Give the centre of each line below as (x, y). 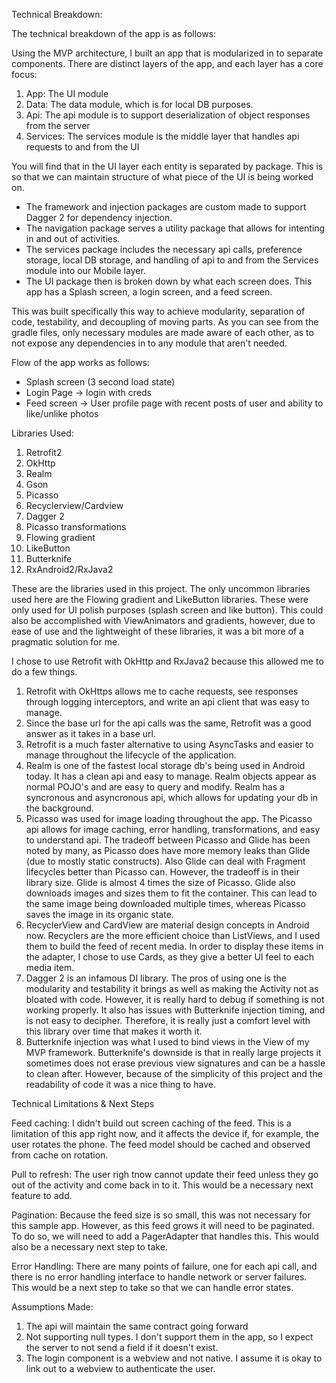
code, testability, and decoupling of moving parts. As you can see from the (165, 322)
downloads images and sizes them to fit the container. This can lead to (171, 893)
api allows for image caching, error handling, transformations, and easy (173, 829)
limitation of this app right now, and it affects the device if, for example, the (165, 1133)
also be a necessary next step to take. (89, 1247)
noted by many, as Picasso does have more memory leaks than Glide (168, 850)
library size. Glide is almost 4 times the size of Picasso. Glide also (160, 882)
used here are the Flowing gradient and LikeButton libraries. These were (160, 599)
